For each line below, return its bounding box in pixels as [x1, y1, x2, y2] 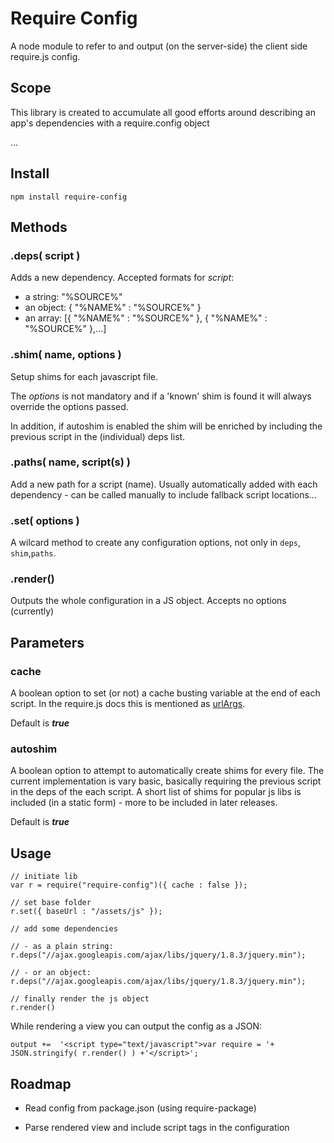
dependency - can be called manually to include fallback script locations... [10, 488, 317, 501]
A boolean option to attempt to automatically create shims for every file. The [10, 765, 325, 777]
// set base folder [10, 898, 92, 908]
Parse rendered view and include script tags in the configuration [24, 1122, 290, 1134]
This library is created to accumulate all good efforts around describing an [10, 106, 316, 118]
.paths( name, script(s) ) [10, 455, 131, 469]
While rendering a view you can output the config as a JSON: [10, 1020, 263, 1032]
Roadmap [10, 1075, 72, 1092]
